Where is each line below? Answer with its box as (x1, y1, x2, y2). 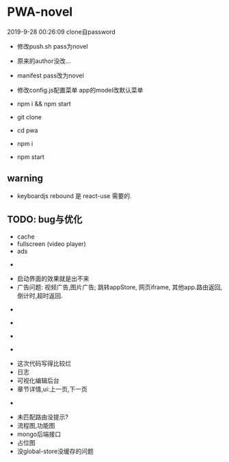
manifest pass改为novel (16, 71, 84, 80)
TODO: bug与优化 (7, 214, 83, 226)
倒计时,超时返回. (16, 291, 63, 300)
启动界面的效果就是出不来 (16, 274, 90, 282)
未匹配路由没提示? (16, 413, 68, 421)
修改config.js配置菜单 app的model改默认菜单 (16, 86, 144, 94)
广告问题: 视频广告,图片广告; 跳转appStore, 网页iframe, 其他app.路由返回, (16, 282, 223, 291)
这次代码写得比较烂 (16, 359, 72, 367)
